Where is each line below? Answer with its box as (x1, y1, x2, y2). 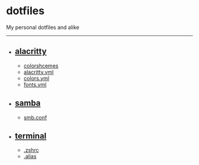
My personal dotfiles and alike (6, 24, 80, 31)
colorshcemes (23, 62, 59, 69)
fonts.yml (23, 81, 47, 88)
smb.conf (23, 114, 47, 121)
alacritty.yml (23, 68, 54, 75)
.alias (23, 153, 37, 160)
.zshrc (23, 147, 40, 154)
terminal (14, 131, 47, 141)
